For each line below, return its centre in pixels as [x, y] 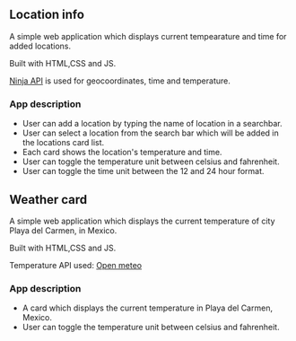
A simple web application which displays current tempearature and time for [148, 36]
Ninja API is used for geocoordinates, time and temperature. [120, 81]
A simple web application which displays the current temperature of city [142, 221]
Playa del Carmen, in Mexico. [63, 230]
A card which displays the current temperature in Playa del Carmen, [148, 308]
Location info [47, 15]
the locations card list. [63, 143]
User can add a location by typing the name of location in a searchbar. [152, 124]
